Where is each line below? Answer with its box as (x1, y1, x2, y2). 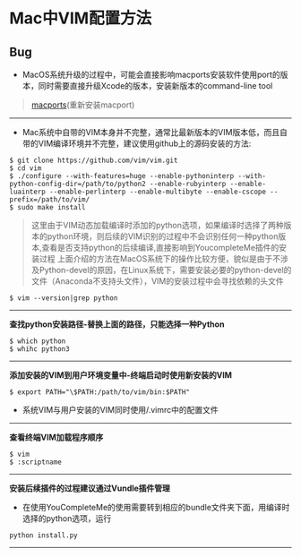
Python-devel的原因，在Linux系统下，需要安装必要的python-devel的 (39, 265, 292, 275)
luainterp (9, 187, 47, 196)
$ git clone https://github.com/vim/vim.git (9, 156, 178, 165)
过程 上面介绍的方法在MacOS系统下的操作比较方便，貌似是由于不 (39, 253, 280, 264)
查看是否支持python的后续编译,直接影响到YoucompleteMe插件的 (41, 243, 279, 253)
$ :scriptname (9, 458, 63, 467)
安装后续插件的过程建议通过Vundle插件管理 (9, 483, 170, 493)
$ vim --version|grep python (9, 294, 118, 303)
